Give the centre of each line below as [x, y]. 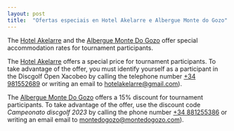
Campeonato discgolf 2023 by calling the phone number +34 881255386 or [117, 112]
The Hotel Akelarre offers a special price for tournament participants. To [112, 61]
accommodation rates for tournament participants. [80, 48]
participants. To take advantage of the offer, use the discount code [104, 104]
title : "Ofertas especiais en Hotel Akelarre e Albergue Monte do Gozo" [118, 20]
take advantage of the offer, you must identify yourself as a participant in [113, 69]
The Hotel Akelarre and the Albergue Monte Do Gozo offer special [103, 40]
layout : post [26, 14]
